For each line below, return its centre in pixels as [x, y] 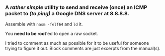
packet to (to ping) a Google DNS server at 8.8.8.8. [67, 13]
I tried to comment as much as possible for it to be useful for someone [77, 43]
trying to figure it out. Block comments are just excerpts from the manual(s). [83, 49]
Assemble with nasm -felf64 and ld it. [44, 24]
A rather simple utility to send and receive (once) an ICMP [76, 7]
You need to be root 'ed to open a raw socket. [52, 34]
